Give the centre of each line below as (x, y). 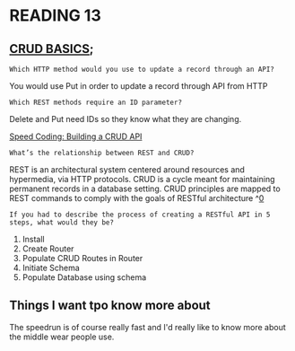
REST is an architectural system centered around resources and (127, 170)
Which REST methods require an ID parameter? (95, 102)
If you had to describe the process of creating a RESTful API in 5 (140, 215)
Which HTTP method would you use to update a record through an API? (142, 69)
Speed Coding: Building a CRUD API (76, 136)
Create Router (48, 249)
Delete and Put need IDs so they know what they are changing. (126, 119)
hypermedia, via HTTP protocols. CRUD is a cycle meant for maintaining (142, 179)
